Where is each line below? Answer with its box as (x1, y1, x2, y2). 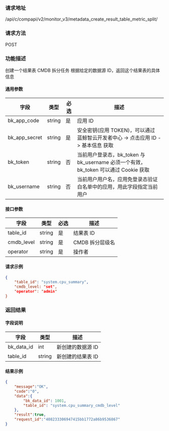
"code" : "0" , (14, 389, 39, 394)
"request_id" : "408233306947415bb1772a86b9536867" (14, 417, 121, 422)
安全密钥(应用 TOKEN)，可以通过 (77, 127, 155, 134)
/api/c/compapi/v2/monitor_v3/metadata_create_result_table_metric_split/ (5, 16, 158, 22)
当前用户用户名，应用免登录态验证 (77, 176, 158, 183)
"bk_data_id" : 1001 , (23, 398, 66, 403)
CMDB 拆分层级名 (73, 239, 115, 246)
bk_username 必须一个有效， (77, 159, 146, 166)
